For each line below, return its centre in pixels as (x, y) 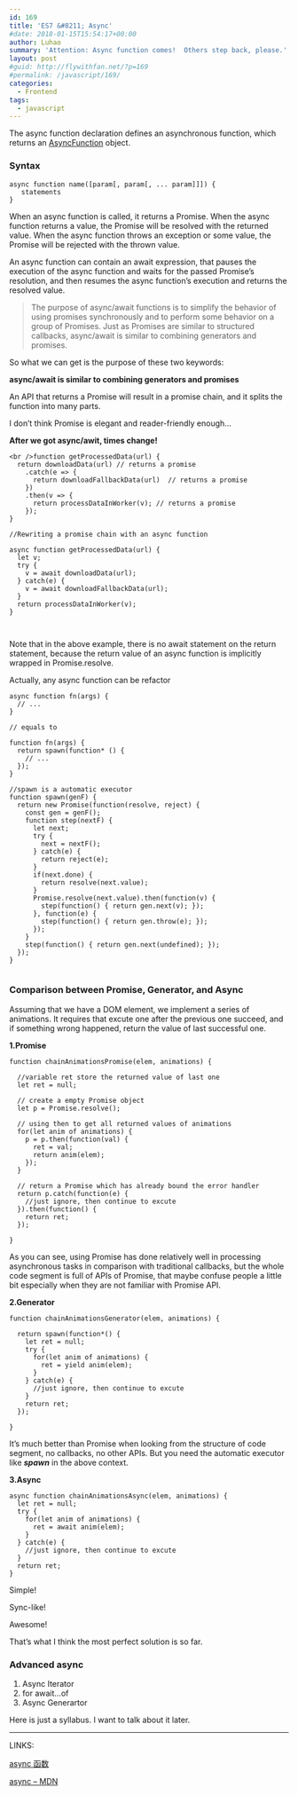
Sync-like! (27, 1607)
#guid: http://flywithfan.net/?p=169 (79, 67)
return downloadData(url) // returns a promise (107, 464)
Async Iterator (48, 1684)
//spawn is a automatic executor (71, 789)
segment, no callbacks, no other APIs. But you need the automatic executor (147, 1453)
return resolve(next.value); (95, 882)
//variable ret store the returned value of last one (118, 1077)
